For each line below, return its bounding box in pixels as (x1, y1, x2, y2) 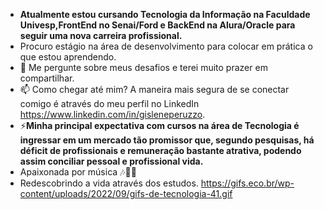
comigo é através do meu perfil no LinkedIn (19, 98, 200, 109)
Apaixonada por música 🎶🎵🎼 (19, 166, 137, 178)
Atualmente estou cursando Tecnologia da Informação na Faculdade (19, 9, 311, 20)
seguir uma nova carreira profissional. (19, 30, 183, 41)
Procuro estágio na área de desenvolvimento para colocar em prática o (19, 40, 313, 52)
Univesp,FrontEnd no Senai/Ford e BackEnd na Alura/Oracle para (19, 19, 296, 31)
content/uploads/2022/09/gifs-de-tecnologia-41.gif (19, 188, 233, 199)
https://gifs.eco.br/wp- (200, 177, 295, 189)
